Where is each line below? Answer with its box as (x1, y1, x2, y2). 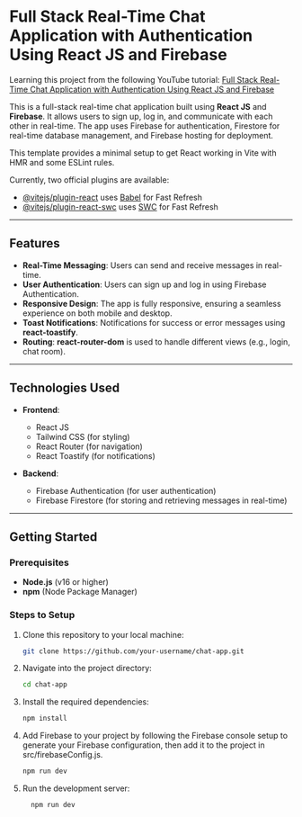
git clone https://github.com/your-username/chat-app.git (22, 646, 244, 656)
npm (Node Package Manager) (22, 587, 138, 597)
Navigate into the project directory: (22, 663, 153, 674)
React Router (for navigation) (35, 441, 144, 452)
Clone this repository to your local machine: (22, 629, 184, 640)
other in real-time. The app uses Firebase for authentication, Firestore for (9, 120, 280, 131)
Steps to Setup (9, 609, 75, 622)
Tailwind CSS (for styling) (35, 431, 130, 442)
